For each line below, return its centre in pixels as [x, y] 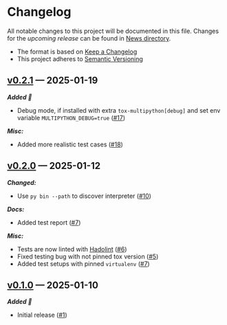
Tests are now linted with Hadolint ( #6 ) [72, 249]
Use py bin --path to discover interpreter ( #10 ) [84, 196]
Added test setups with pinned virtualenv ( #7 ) [83, 264]
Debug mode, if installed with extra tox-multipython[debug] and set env [119, 110]
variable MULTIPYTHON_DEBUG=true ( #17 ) [71, 117]
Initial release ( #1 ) [42, 315]
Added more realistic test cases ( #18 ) [70, 144]
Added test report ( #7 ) [49, 222]
